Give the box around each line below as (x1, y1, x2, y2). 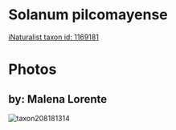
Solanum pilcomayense (8, 6, 169, 24)
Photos (8, 60, 57, 79)
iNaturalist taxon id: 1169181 (8, 32, 99, 42)
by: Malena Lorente (8, 92, 108, 106)
